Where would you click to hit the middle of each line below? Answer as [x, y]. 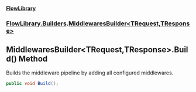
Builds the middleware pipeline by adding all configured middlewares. [90, 73]
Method [33, 59]
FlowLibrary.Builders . [37, 23]
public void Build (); [32, 84]
